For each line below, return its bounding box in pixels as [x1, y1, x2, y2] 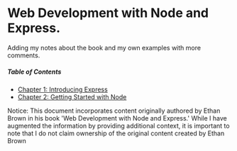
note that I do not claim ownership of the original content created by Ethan [7, 129, 225, 138]
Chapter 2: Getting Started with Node [17, 92, 127, 101]
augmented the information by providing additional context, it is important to [7, 121, 230, 130]
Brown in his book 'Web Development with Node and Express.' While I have [7, 113, 227, 122]
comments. [7, 51, 40, 60]
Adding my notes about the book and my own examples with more [7, 43, 201, 52]
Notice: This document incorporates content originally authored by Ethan [7, 106, 221, 115]
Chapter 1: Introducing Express [17, 85, 108, 94]
